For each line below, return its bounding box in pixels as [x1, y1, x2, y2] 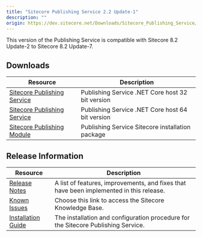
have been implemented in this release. [54, 186, 165, 194]
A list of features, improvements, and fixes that [54, 179, 186, 187]
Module [9, 131, 31, 139]
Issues [9, 204, 28, 212]
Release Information [6, 151, 84, 161]
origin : [6, 20, 26, 26]
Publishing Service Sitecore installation [81, 123, 191, 131]
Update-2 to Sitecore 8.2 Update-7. [6, 43, 93, 50]
